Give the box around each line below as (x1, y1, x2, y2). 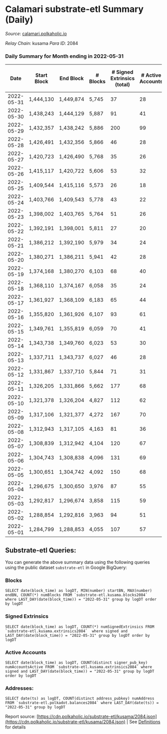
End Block (59, 75, 84, 82)
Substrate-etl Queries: (5, 546, 77, 554)
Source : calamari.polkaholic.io (5, 30, 67, 36)
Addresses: (5, 685, 34, 692)
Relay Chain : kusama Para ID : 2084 (5, 40, 79, 46)
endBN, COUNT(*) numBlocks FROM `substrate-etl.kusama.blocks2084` (5, 592, 148, 598)
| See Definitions (126, 719, 161, 725)
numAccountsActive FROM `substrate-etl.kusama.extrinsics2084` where (5, 664, 153, 669)
